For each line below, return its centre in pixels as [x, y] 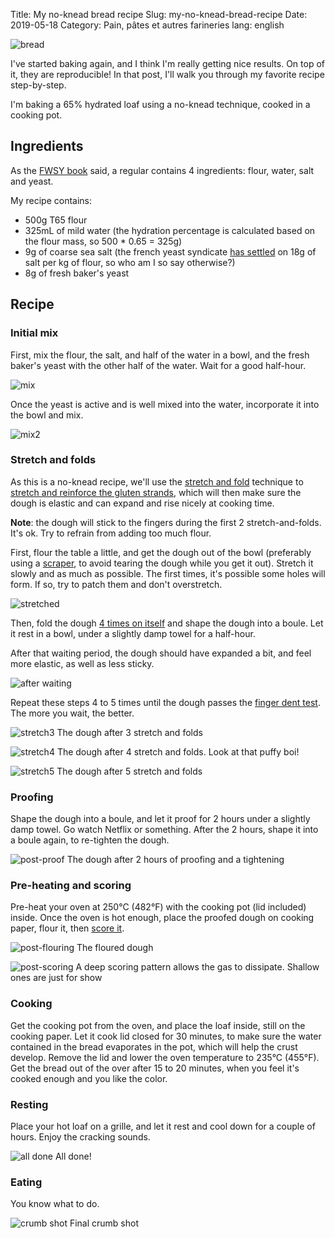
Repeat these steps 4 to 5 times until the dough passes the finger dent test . [165, 702]
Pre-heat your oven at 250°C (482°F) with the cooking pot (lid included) [158, 907]
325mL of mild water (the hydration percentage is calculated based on [170, 230]
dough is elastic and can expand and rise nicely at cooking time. [142, 503]
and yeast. [32, 181]
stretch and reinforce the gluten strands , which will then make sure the [156, 492]
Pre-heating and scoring [71, 886]
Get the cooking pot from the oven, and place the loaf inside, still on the [158, 1025]
